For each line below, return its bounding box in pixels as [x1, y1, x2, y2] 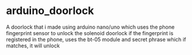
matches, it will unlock [6, 42, 60, 49]
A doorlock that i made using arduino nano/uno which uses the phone [6, 23, 175, 30]
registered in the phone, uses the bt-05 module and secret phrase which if [6, 36, 186, 43]
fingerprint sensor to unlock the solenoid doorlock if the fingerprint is [6, 29, 174, 36]
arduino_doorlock [6, 4, 94, 18]
